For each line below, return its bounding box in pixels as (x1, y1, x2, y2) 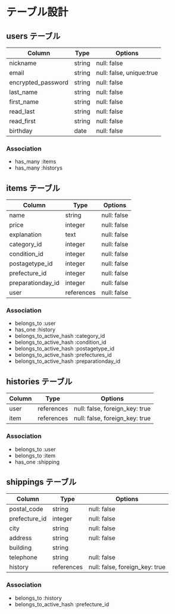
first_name (9, 98, 39, 106)
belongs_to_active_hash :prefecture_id (14, 600, 109, 607)
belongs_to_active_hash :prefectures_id (14, 352, 112, 359)
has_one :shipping (14, 458, 60, 465)
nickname (9, 59, 37, 67)
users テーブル (6, 31, 61, 41)
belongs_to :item (14, 452, 56, 459)
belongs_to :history (14, 594, 62, 602)
